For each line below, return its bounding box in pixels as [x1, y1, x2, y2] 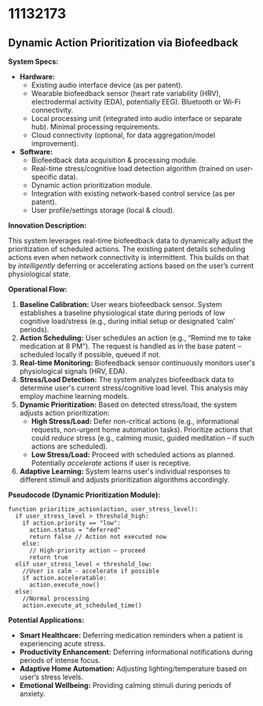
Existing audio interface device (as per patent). [31, 80, 183, 90]
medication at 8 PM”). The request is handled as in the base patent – [19, 342, 242, 350]
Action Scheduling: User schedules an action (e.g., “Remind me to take [19, 333, 252, 342]
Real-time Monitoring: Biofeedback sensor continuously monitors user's [19, 358, 256, 368]
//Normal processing [22, 594, 89, 602]
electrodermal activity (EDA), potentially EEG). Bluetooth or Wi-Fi [31, 97, 241, 106]
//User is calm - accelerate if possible [22, 567, 159, 575]
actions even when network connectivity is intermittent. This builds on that [8, 253, 250, 262]
